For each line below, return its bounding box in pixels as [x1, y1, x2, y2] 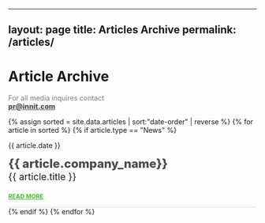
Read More [8, 191, 44, 200]
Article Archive [8, 67, 110, 85]
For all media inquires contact [8, 93, 105, 103]
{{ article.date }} [8, 141, 61, 150]
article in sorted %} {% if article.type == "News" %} [8, 126, 177, 135]
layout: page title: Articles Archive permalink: [8, 23, 237, 36]
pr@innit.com [8, 102, 56, 111]
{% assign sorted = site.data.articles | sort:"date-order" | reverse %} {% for [8, 117, 254, 127]
